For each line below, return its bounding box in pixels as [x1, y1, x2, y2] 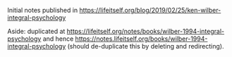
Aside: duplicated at [7, 27, 66, 35]
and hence [42, 34, 74, 43]
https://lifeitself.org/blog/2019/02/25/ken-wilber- [79, 6, 221, 14]
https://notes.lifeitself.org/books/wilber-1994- [75, 34, 208, 43]
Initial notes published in [7, 6, 78, 14]
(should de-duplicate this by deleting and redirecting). [67, 42, 224, 50]
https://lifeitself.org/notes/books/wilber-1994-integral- [66, 27, 225, 35]
